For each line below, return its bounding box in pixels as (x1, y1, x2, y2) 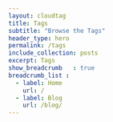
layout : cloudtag (8, 11, 67, 20)
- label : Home (15, 79, 63, 87)
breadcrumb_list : (8, 71, 70, 79)
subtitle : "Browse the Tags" (8, 26, 106, 35)
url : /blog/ (22, 101, 63, 109)
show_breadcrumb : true (8, 64, 95, 72)
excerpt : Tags (8, 57, 56, 65)
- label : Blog (15, 94, 63, 102)
